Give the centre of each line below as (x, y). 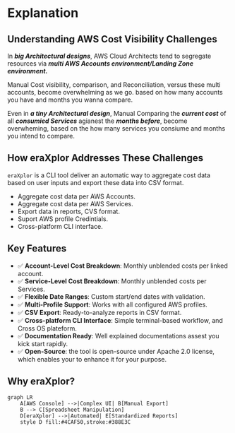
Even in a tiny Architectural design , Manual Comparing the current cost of (117, 113)
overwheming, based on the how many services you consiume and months (116, 128)
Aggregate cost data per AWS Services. (75, 203)
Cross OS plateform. (47, 328)
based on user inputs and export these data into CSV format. (96, 182)
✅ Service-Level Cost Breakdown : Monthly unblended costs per (112, 281)
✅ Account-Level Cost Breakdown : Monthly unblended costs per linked (122, 266)
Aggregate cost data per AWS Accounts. (76, 196)
